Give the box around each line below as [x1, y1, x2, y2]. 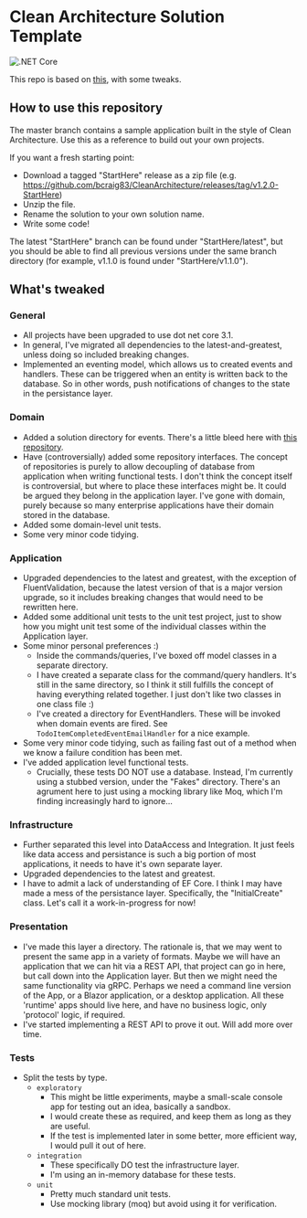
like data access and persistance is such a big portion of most [22, 849, 257, 860]
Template [9, 26, 82, 47]
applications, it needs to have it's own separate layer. [22, 859, 223, 870]
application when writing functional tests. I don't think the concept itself [22, 471, 293, 482]
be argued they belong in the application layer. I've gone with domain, [22, 490, 286, 501]
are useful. [49, 1120, 91, 1131]
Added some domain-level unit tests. [22, 519, 162, 530]
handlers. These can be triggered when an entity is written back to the [22, 368, 288, 380]
